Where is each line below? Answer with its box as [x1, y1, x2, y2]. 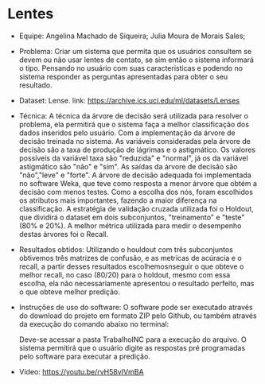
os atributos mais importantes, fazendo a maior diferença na [18, 196, 217, 205]
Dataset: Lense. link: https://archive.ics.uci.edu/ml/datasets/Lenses [18, 95, 240, 105]
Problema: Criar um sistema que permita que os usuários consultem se [18, 46, 252, 56]
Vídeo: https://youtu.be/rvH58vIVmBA [18, 367, 144, 376]
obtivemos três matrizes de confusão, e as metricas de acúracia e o [18, 253, 242, 262]
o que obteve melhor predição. [18, 287, 120, 297]
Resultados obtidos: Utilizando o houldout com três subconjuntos [18, 244, 234, 254]
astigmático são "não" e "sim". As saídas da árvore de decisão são [18, 161, 238, 171]
